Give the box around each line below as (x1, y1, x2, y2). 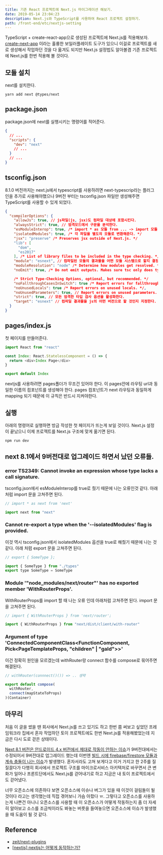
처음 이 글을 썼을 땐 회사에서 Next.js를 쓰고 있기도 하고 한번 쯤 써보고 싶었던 (5, 724, 148, 730)
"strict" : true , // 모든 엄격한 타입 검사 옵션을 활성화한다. (14, 295, 125, 300)
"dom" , (17, 245, 32, 250)
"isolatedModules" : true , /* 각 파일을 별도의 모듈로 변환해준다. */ (14, 232, 142, 236)
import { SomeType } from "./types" (5, 564, 79, 569)
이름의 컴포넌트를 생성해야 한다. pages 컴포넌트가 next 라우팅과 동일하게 (14, 387, 152, 393)
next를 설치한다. (5, 82, 36, 88)
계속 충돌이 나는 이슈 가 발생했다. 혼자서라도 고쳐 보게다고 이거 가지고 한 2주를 (5, 758, 151, 764)
